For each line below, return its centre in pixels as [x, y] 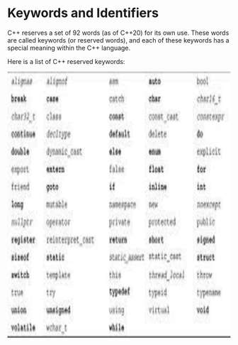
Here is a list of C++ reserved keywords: [66, 61]
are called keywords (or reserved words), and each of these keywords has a [118, 40]
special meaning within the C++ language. [69, 48]
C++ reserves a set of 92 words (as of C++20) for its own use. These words [118, 33]
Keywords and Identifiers [83, 13]
